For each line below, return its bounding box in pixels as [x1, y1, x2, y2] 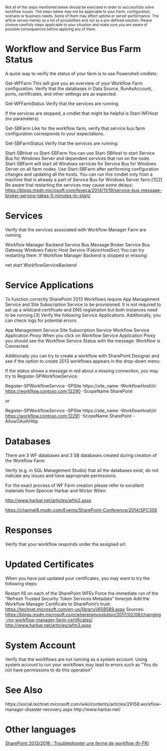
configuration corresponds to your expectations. [5, 130, 105, 137]
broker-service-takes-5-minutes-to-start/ [5, 192, 91, 198]
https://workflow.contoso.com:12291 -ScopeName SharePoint [5, 413, 132, 419]
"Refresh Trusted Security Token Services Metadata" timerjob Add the [5, 595, 150, 601]
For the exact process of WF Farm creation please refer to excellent [5, 482, 144, 488]
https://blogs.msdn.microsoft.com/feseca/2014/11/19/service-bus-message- [5, 187, 162, 193]
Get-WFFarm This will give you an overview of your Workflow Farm [5, 80, 143, 86]
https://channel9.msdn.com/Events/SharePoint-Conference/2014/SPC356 [5, 507, 158, 513]
